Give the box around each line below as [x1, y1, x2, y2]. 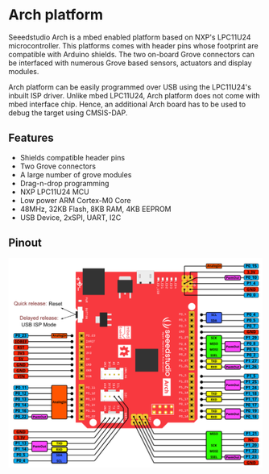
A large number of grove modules [19, 169, 132, 179]
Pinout [8, 236, 43, 250]
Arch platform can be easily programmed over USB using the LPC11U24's [8, 82, 252, 92]
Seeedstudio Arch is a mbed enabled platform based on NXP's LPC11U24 [8, 32, 251, 42]
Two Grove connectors [19, 161, 97, 171]
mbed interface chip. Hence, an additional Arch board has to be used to [8, 99, 246, 109]
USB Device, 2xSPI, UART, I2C [19, 212, 122, 222]
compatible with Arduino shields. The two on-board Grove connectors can [8, 49, 255, 59]
